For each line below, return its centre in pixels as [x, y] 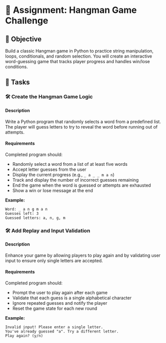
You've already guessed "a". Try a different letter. [62, 332]
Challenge [27, 21]
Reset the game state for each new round [55, 309]
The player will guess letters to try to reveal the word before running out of [82, 127]
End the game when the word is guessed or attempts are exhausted [82, 185]
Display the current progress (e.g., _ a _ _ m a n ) [63, 174]
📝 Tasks [18, 82]
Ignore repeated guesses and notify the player [60, 303]
